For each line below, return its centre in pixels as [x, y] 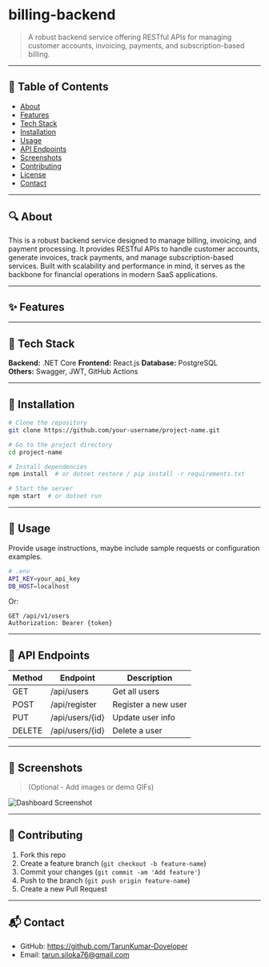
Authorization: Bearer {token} [60, 623]
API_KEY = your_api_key [44, 579]
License [33, 174]
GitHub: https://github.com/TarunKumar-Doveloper [104, 946]
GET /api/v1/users [39, 616]
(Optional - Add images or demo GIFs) [91, 787]
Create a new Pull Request [64, 888]
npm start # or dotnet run [55, 496]
